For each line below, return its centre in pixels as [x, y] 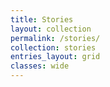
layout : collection [51, 29]
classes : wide [40, 66]
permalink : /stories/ [55, 38]
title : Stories [42, 19]
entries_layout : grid [55, 57]
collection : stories [53, 47]
